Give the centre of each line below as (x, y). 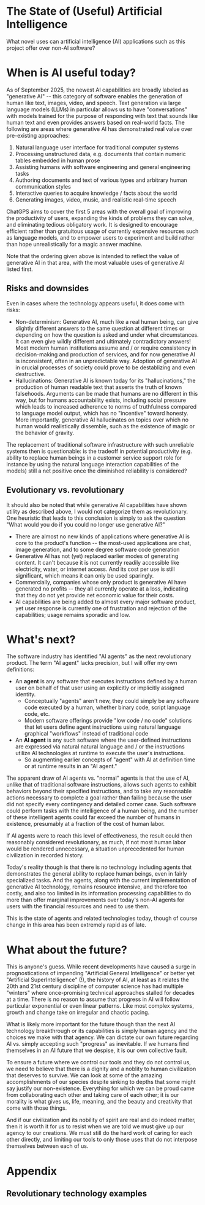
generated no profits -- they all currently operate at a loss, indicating (102, 589)
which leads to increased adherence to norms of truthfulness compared (106, 406)
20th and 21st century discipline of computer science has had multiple (95, 986)
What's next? (41, 639)
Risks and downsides (48, 288)
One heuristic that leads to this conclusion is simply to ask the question (96, 518)
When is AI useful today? (71, 73)
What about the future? (67, 950)
